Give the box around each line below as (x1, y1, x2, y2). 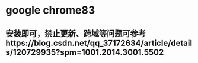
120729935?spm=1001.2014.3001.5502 (12, 47, 164, 57)
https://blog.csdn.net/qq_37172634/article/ (5, 38, 171, 48)
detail (171, 38, 193, 48)
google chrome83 (5, 4, 95, 17)
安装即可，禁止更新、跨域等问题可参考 (5, 28, 146, 38)
